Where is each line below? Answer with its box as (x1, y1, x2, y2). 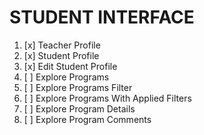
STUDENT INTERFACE (9, 6, 195, 29)
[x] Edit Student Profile (23, 60, 118, 72)
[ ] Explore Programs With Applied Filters (23, 92, 192, 104)
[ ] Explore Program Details (23, 102, 136, 115)
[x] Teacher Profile (23, 39, 101, 51)
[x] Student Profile (23, 49, 100, 61)
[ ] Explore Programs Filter (23, 81, 133, 93)
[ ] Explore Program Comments (23, 113, 152, 125)
